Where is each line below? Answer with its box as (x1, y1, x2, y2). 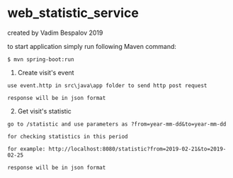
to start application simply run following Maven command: (7, 42, 177, 50)
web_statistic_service (7, 5, 140, 21)
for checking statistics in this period (7, 133, 129, 140)
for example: (7, 145, 46, 152)
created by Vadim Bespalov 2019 (7, 28, 103, 37)
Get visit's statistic (17, 106, 72, 115)
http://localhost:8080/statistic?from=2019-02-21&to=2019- (48, 145, 227, 152)
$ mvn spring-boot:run (7, 55, 74, 63)
